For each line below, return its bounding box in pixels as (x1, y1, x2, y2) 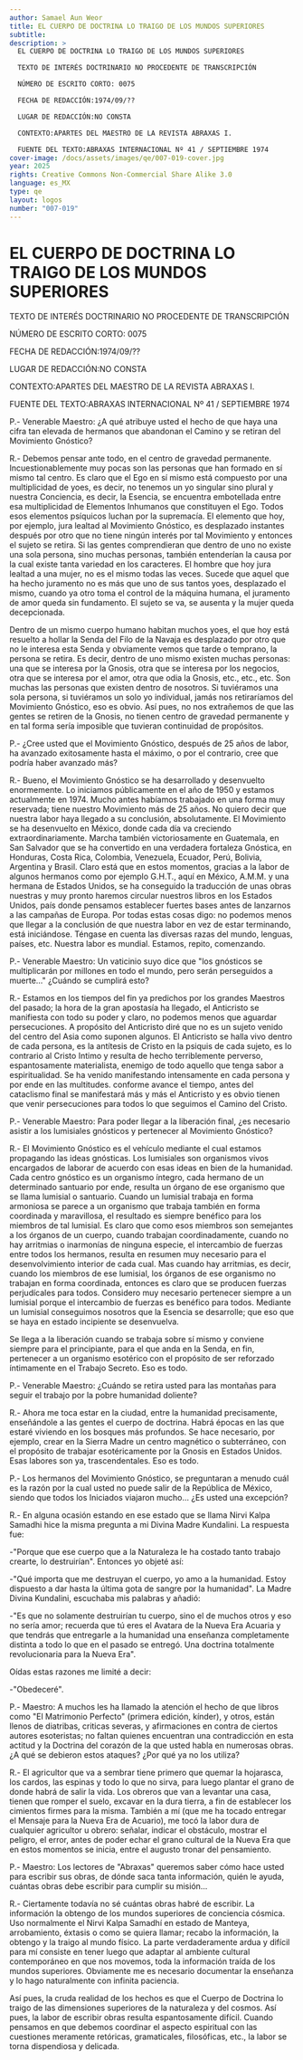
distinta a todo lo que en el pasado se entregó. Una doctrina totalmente (9, 1639, 275, 1650)
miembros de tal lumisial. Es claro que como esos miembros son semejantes (9, 1220, 294, 1231)
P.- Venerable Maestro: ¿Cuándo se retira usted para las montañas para (9, 1380, 277, 1391)
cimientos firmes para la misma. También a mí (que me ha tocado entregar (9, 1806, 287, 1817)
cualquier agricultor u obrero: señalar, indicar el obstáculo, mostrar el (9, 1825, 268, 1836)
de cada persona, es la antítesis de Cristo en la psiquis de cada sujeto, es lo (9, 1041, 292, 1052)
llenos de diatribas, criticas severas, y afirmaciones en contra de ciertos (9, 1721, 279, 1731)
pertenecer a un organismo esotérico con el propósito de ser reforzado (9, 1353, 275, 1364)
